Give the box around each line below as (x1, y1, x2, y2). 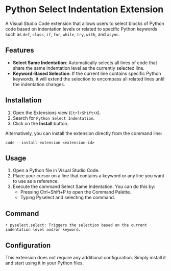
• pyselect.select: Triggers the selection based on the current (5, 223, 147, 228)
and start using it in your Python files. (5, 260, 84, 266)
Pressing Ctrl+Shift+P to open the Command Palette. (20, 189, 131, 195)
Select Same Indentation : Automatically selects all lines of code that (12, 60, 157, 66)
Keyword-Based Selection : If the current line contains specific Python (12, 70, 162, 76)
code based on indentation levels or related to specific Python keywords (5, 25, 157, 32)
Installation (5, 96, 42, 105)
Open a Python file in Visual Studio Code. (12, 167, 100, 174)
